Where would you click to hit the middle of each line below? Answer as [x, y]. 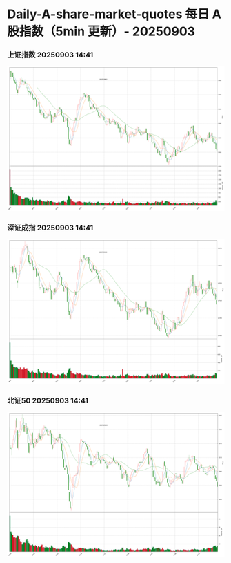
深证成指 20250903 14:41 [50, 228]
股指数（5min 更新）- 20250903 [101, 31]
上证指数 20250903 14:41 [50, 55]
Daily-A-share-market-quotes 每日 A [114, 14]
